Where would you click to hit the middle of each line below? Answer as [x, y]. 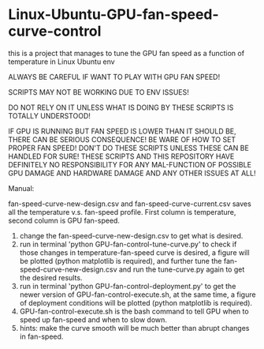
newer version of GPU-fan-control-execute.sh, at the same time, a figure [138, 295]
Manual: [21, 188]
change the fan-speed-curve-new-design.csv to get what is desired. [131, 235]
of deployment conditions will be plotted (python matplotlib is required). [136, 302]
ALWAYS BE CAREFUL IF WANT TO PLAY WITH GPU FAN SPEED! [114, 77]
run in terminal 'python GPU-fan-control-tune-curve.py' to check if [128, 244]
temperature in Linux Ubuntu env [62, 62]
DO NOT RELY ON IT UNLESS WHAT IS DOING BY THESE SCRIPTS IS [121, 107]
